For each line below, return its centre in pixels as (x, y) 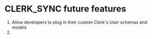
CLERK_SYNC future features (65, 9)
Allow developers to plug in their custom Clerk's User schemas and (79, 22)
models (19, 27)
